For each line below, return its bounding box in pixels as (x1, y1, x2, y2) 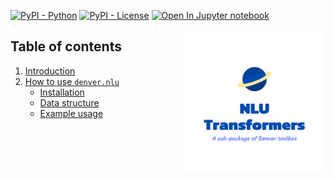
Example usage (39, 107, 104, 119)
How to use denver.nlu (24, 75, 120, 87)
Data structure (39, 96, 100, 109)
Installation (39, 86, 85, 98)
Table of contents (10, 38, 122, 55)
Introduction (24, 65, 76, 77)
